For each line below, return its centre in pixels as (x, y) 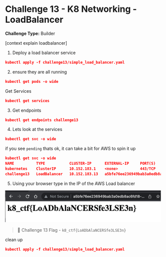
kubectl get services (27, 101)
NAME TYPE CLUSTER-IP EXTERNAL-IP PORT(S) (80, 164)
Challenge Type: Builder (30, 33)
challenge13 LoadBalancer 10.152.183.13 (52, 174)
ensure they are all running (40, 72)
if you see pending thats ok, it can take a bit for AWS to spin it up (70, 149)
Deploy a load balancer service (44, 53)
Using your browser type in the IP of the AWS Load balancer (74, 183)
